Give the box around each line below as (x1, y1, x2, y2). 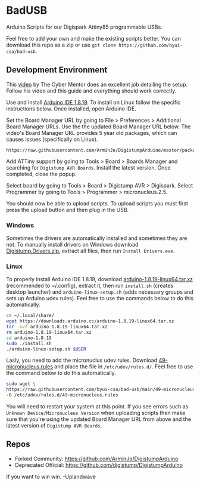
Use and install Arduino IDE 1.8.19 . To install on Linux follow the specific (6, 99, 181, 106)
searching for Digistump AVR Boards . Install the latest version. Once (6, 164, 171, 171)
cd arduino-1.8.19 (6, 335, 52, 341)
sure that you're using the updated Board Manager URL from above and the (6, 416, 192, 423)
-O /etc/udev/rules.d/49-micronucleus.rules (6, 392, 118, 398)
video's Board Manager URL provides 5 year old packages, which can (6, 129, 177, 136)
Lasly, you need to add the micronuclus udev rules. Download (6, 356, 158, 364)
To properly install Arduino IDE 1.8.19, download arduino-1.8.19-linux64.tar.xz (6, 276, 193, 283)
